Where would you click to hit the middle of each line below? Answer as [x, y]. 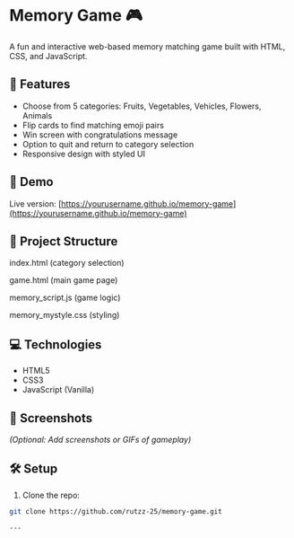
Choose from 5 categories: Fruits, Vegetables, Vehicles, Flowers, [142, 106]
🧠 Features [40, 84]
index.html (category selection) [67, 263]
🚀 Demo [31, 182]
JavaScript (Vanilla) [58, 390]
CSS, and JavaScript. [48, 56]
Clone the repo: [51, 495]
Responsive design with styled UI [84, 154]
